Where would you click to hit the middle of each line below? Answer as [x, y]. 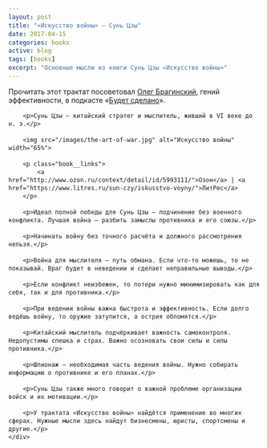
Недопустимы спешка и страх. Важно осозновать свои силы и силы [118, 340]
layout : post [30, 17]
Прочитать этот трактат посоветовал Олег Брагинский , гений [114, 92]
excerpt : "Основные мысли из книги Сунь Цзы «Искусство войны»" [118, 68]
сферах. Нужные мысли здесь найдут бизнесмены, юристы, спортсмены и [127, 421]
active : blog [30, 51]
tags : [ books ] [32, 59]
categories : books [39, 43]
